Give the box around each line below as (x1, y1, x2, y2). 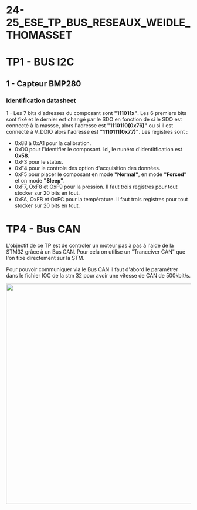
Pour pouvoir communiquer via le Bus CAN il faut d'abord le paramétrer (6, 266, 179, 273)
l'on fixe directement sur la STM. (6, 255, 85, 261)
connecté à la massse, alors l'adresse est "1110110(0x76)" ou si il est (6, 122, 174, 129)
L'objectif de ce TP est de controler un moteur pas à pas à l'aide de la (6, 242, 174, 249)
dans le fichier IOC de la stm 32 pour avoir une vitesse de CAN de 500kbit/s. (6, 272, 191, 279)
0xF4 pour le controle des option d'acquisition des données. (14, 165, 161, 172)
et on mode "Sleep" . (14, 177, 66, 184)
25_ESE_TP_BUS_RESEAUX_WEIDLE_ (6, 16, 191, 29)
